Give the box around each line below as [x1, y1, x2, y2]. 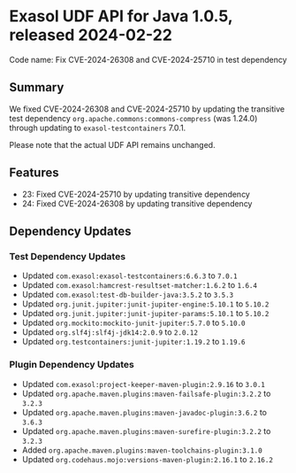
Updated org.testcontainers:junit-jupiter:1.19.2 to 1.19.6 [21, 337, 246, 347]
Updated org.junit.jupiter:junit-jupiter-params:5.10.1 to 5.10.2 [21, 308, 269, 319]
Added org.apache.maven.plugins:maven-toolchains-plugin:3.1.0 [21, 445, 262, 455]
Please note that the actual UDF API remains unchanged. [9, 139, 216, 150]
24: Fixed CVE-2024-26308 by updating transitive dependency [21, 198, 253, 209]
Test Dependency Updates [9, 250, 126, 262]
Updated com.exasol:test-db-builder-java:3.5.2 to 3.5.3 [21, 290, 234, 300]
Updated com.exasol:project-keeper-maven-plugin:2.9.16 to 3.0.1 [21, 378, 266, 389]
